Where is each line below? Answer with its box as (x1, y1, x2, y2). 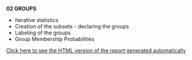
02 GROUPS (6, 5, 37, 12)
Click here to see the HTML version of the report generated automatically (6, 47, 186, 54)
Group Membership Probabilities (14, 36, 95, 42)
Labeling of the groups (14, 29, 71, 36)
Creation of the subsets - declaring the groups (14, 23, 129, 30)
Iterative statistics (14, 17, 58, 23)
